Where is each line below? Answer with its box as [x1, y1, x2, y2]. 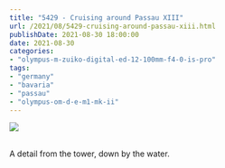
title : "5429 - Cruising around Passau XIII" [9, 13, 183, 23]
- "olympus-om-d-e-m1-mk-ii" [9, 97, 119, 107]
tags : [9, 64, 30, 73]
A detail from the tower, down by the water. [9, 148, 170, 159]
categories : [9, 47, 54, 56]
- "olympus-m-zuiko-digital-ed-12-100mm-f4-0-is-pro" [9, 55, 217, 64]
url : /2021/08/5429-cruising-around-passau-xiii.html [9, 22, 217, 31]
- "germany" [9, 72, 54, 81]
